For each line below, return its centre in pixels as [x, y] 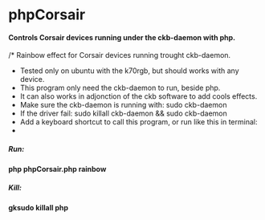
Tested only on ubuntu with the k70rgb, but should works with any [129, 71]
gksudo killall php [39, 208]
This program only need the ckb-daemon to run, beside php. [120, 88]
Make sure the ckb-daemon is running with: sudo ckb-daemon [123, 105]
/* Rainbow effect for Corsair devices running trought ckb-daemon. [120, 55]
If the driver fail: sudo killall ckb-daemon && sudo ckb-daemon [123, 113]
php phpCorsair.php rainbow [57, 169]
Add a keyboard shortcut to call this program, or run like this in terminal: [139, 122]
